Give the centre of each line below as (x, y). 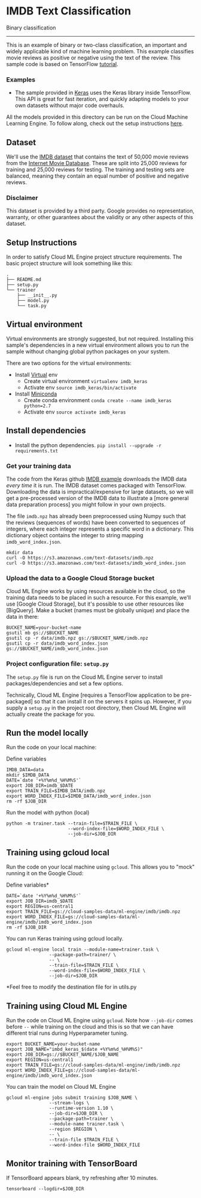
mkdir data (20, 553)
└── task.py (32, 306)
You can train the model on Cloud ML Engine (61, 1087)
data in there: (22, 617)
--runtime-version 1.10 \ (81, 1109)
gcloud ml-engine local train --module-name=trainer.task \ (83, 950)
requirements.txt (36, 451)
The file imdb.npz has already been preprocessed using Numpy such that (96, 516)
